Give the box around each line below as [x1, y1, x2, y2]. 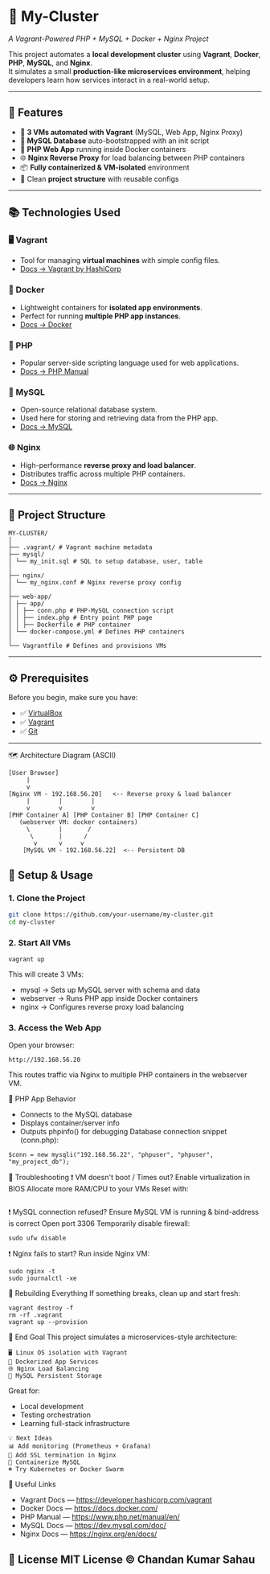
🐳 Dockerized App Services [8, 1358, 99, 1366]
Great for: [8, 1386, 40, 1396]
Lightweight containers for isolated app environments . [19, 302, 202, 312]
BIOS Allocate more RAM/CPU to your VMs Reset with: [8, 1184, 189, 1194]
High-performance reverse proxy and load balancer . [19, 460, 197, 469]
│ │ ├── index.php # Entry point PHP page [8, 614, 153, 622]
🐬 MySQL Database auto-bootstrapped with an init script [19, 136, 210, 146]
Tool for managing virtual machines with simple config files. [19, 256, 221, 265]
